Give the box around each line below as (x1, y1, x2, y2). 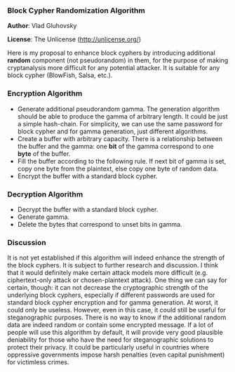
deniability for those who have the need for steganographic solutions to (7, 336, 214, 344)
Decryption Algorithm (7, 189, 83, 199)
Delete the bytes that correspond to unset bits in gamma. (17, 220, 182, 228)
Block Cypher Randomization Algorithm (7, 6, 145, 15)
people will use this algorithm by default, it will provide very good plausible (7, 328, 223, 337)
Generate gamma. (17, 213, 70, 221)
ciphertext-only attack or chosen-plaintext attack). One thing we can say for (7, 276, 227, 284)
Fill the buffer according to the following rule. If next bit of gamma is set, (17, 157, 227, 165)
